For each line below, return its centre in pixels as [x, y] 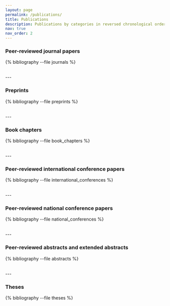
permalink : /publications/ [34, 15]
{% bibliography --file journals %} [40, 62]
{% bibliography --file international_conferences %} [59, 180]
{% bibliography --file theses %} [39, 298]
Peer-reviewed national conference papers [59, 208]
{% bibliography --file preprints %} [42, 101]
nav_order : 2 [19, 33]
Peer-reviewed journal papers [43, 51]
